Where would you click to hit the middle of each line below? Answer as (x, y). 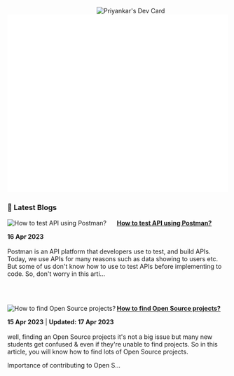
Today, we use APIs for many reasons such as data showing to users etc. (113, 258)
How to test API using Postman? (164, 223)
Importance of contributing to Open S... (64, 365)
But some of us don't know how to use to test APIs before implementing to (115, 266)
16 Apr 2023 (26, 236)
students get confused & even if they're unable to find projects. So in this (113, 344)
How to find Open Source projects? (168, 308)
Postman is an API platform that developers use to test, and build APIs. (109, 251)
